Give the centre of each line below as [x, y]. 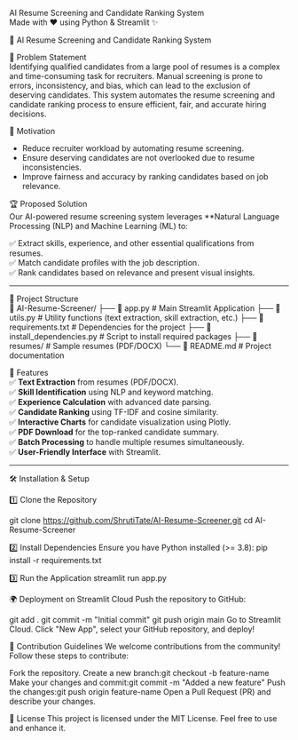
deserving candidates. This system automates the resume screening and [142, 95]
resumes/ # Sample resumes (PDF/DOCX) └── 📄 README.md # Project [141, 346]
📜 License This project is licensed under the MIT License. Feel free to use [143, 718]
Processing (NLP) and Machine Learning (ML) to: [98, 226]
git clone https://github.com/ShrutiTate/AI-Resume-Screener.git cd [131, 520]
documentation [37, 355]
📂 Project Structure [44, 298]
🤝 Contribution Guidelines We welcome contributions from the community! [145, 646]
